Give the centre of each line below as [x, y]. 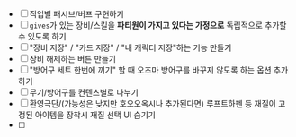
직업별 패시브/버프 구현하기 [76, 14]
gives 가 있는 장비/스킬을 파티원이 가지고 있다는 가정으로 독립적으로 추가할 [158, 25]
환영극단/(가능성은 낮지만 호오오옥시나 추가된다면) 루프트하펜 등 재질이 [152, 103]
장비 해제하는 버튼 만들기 [73, 59]
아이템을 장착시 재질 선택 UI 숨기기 [95, 115]
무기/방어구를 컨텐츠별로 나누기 [84, 92]
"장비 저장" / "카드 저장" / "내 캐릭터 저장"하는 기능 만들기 [130, 47]
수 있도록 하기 [42, 36]
